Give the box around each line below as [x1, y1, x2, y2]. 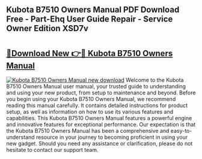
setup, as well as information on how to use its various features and [6, 108, 174, 115]
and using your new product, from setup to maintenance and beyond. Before [6, 89, 196, 96]
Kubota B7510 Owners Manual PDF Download [6, 5, 180, 15]
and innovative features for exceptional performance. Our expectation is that [6, 121, 196, 128]
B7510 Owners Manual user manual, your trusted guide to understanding [6, 83, 186, 90]
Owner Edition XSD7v [6, 23, 89, 33]
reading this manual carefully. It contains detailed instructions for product [6, 102, 188, 109]
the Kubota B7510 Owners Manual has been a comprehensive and [6, 127, 170, 134]
